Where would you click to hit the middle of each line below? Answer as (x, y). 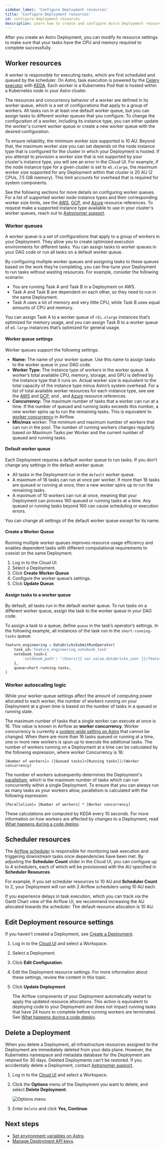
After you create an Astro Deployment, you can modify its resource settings (82, 37)
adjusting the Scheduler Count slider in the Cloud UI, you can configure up (81, 862)
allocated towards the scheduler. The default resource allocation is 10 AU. (80, 907)
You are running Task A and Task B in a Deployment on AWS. (74, 287)
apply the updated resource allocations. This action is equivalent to (80, 1002)
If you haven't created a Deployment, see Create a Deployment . (69, 934)
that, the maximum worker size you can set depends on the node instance (80, 146)
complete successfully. (28, 48)
